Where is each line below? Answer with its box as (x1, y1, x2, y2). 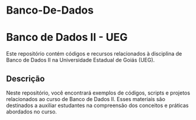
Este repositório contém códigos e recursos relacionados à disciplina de (6, 50, 182, 57)
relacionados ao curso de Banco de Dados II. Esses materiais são (6, 95, 166, 102)
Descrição (6, 73, 45, 83)
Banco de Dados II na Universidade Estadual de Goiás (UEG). (6, 57, 155, 64)
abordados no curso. (6, 108, 57, 115)
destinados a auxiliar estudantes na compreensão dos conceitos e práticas (6, 102, 189, 109)
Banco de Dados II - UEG (6, 31, 128, 44)
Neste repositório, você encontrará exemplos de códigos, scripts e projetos (6, 89, 191, 96)
